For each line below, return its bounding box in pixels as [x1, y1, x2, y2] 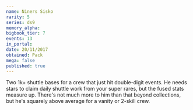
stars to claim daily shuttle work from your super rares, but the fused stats [6, 85, 184, 92]
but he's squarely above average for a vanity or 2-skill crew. [6, 98, 150, 105]
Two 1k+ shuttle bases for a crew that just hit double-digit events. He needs [6, 79, 188, 86]
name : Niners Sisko [6, 8, 54, 15]
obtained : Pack [6, 52, 43, 58]
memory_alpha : [6, 25, 41, 31]
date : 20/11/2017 [6, 47, 48, 53]
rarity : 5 [6, 14, 30, 20]
